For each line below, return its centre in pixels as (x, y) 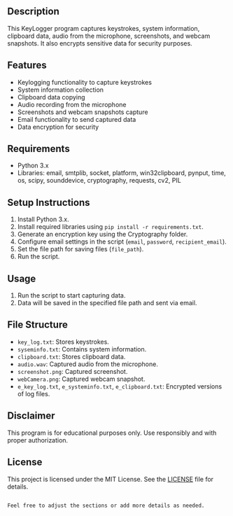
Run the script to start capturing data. (71, 295)
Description (33, 12)
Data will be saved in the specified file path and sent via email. (107, 303)
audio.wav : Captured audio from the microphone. (88, 364)
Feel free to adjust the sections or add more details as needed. (106, 505)
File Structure (37, 325)
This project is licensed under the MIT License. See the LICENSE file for (111, 479)
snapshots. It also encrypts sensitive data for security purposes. (100, 43)
